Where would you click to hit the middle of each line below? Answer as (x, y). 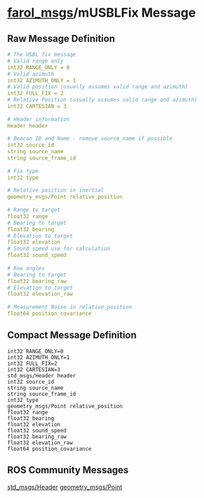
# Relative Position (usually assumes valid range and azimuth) (102, 100)
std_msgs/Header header (42, 375)
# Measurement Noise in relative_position (70, 307)
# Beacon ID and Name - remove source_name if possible (90, 139)
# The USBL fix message (42, 54)
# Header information (39, 119)
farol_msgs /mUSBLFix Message (102, 13)
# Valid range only (36, 61)
